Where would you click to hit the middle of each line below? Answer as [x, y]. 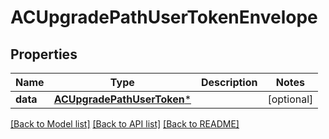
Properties [44, 54]
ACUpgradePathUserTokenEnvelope [164, 17]
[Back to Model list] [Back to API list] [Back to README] [125, 124]
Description [229, 82]
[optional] [290, 99]
